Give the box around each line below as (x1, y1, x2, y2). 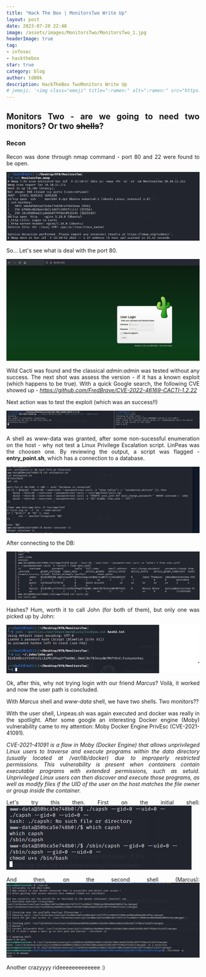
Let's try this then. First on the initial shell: (6, 799, 200, 806)
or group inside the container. (6, 787, 82, 795)
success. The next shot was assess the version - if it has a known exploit (6, 373, 200, 381)
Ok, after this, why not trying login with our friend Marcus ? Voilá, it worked (6, 679, 200, 687)
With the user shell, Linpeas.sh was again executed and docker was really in (6, 710, 200, 717)
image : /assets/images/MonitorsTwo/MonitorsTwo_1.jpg (6, 29, 147, 36)
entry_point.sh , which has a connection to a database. (6, 454, 145, 462)
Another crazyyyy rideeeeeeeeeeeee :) (6, 964, 105, 971)
